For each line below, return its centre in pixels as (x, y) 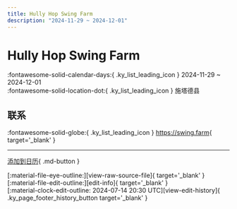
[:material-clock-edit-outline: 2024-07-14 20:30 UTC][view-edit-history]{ (114, 191)
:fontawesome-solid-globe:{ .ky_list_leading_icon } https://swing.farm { (110, 133)
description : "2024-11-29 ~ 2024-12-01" (68, 20)
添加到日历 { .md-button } (43, 161)
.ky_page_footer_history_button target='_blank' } (78, 198)
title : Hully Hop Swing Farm (50, 14)
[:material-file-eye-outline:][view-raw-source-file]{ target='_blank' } (106, 175)
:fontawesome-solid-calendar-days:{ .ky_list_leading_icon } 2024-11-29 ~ (114, 75)
